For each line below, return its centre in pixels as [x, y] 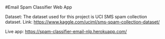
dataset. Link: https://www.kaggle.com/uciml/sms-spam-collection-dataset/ [82, 22]
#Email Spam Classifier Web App [39, 7]
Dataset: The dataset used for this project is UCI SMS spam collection [76, 17]
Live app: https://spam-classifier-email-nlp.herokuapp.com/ [66, 31]
